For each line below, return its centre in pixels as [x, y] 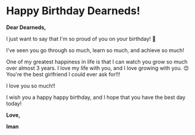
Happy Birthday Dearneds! [73, 11]
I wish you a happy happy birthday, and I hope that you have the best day [96, 97]
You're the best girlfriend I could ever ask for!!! [63, 74]
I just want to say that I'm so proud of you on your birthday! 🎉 [81, 38]
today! [14, 103]
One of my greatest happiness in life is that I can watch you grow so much [97, 62]
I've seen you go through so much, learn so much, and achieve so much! [95, 50]
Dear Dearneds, [26, 27]
